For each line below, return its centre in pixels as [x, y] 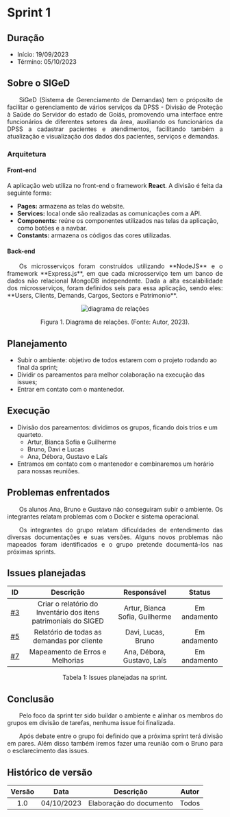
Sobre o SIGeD [39, 83]
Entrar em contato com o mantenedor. [71, 389]
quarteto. [30, 434]
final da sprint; [37, 367]
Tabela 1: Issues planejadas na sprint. [115, 678]
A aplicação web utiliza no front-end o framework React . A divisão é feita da [115, 185]
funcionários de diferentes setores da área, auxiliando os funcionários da [115, 121]
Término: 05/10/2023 [47, 62]
